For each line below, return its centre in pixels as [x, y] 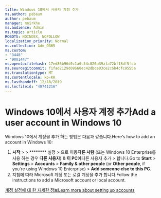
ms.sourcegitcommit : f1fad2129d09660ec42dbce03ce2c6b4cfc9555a [71, 69]
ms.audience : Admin [25, 28]
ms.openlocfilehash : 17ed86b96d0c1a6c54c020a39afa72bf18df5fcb [71, 64]
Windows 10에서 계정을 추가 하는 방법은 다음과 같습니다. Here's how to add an [80, 137]
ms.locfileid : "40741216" [31, 86]
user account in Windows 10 [63, 123]
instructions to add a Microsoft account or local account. [69, 180]
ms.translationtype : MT [29, 73]
